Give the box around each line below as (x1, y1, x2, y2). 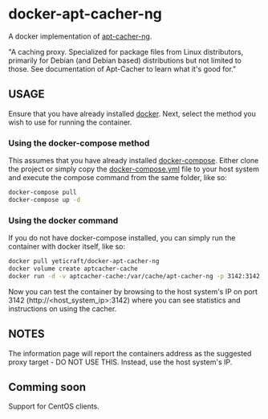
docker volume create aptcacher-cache (8, 265, 138, 273)
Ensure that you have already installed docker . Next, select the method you (8, 109, 257, 118)
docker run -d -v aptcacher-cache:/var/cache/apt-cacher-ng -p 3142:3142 (8, 272, 261, 280)
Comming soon (8, 380, 87, 394)
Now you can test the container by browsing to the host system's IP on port (8, 286, 258, 296)
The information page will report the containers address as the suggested (8, 348, 252, 358)
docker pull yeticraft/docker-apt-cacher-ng (8, 257, 160, 265)
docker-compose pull (8, 188, 78, 197)
